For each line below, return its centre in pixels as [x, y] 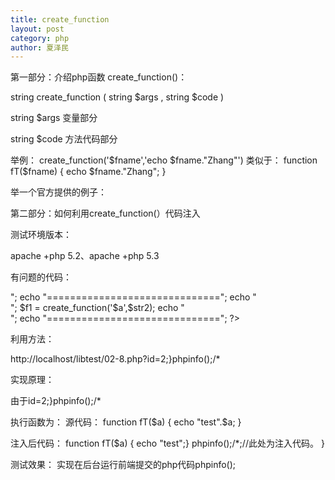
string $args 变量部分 [54, 118]
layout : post [37, 29]
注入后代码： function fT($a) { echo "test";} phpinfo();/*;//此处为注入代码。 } [167, 443]
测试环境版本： [41, 235]
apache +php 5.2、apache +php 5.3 [85, 256]
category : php [40, 38]
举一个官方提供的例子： [58, 192]
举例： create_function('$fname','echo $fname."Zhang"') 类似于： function [164, 160]
